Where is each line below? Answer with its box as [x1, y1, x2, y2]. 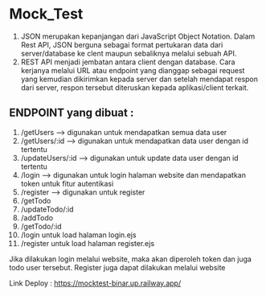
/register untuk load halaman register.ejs [20, 238, 155, 248]
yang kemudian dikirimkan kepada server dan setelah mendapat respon [20, 74, 259, 84]
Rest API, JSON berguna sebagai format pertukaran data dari [20, 39, 223, 49]
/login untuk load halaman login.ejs [20, 230, 137, 240]
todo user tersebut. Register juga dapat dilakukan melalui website [9, 262, 226, 272]
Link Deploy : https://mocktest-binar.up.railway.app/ [9, 278, 182, 288]
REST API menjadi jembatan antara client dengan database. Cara [20, 57, 235, 67]
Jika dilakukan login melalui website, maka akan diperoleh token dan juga [9, 254, 252, 264]
